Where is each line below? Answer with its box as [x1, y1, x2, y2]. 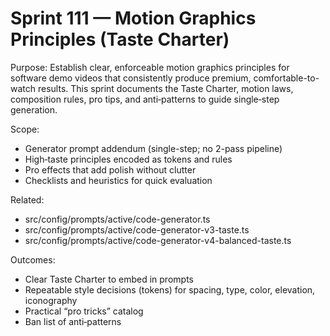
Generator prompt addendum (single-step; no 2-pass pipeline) [24, 142, 283, 154]
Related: [10, 193, 45, 206]
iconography [24, 294, 78, 306]
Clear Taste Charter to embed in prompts [24, 273, 194, 285]
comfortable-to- [253, 72, 320, 84]
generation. [10, 103, 58, 116]
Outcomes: [10, 253, 56, 266]
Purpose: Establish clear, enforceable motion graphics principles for [10, 61, 290, 73]
